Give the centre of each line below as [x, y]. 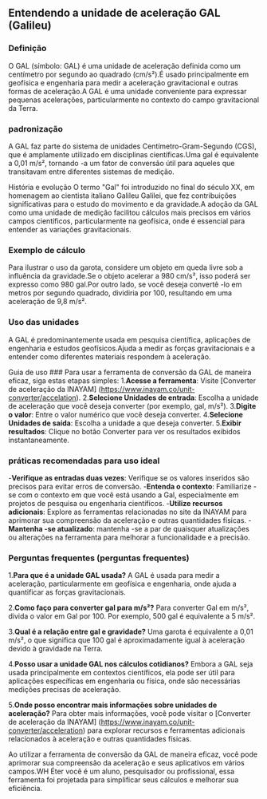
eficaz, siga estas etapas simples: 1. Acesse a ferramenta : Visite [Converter [132, 380]
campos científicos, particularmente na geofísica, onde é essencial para [127, 221]
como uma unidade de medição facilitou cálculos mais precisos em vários [130, 212]
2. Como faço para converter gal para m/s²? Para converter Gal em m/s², [129, 608]
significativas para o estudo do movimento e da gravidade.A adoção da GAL [133, 204]
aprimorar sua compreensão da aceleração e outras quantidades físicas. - [130, 520]
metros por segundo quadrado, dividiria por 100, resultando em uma [120, 293]
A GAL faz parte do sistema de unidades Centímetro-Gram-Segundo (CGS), [133, 146]
